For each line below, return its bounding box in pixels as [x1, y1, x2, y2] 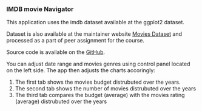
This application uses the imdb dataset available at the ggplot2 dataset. [6, 19, 185, 26]
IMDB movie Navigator [6, 5, 74, 13]
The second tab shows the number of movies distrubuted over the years [15, 85, 196, 92]
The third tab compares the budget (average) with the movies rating [15, 92, 185, 99]
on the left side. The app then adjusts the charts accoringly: [6, 67, 156, 74]
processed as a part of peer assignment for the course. [6, 37, 144, 44]
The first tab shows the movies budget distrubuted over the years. [15, 78, 181, 86]
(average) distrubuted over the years [15, 98, 107, 105]
